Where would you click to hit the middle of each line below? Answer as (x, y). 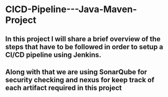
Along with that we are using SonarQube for (76, 72)
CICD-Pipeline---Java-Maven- (71, 9)
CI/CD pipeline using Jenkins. (53, 55)
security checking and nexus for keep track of (80, 80)
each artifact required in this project (64, 88)
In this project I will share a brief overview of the (83, 39)
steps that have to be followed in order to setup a (84, 47)
